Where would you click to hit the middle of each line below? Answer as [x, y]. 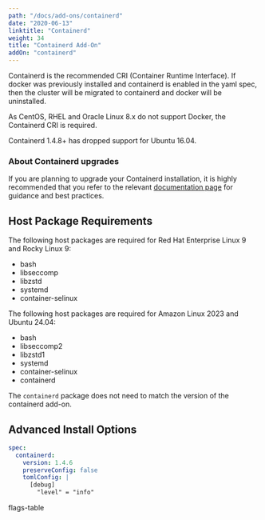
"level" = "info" [65, 493]
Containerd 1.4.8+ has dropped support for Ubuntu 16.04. [103, 140]
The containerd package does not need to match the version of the [119, 396]
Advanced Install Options [73, 429]
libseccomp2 [41, 346]
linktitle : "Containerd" [49, 30]
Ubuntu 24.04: [32, 322]
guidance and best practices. [56, 196]
